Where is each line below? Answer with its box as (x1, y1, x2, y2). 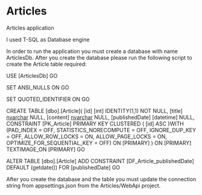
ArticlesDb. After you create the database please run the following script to (6, 54, 192, 61)
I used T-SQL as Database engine (6, 36, 90, 43)
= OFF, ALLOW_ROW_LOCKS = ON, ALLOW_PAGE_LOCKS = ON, (6, 133, 168, 140)
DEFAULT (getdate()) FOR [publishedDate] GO (6, 164, 121, 171)
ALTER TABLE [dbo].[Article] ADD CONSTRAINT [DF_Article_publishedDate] (6, 157, 194, 164)
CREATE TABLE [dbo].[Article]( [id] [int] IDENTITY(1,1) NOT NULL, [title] (6, 107, 183, 114)
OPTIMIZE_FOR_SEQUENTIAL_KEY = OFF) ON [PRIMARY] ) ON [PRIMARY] (6, 139, 192, 146)
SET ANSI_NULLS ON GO (6, 83, 69, 91)
